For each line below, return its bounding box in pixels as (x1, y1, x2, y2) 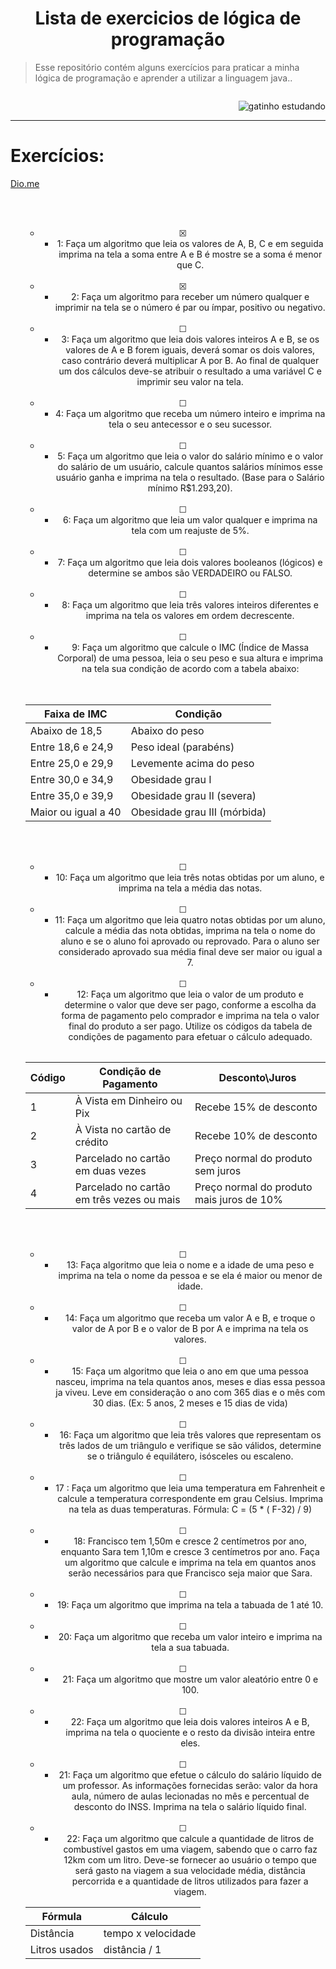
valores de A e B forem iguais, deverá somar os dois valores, (65, 343, 316, 356)
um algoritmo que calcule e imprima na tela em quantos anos (64, 1556, 317, 1568)
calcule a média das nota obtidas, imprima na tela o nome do (64, 924, 316, 936)
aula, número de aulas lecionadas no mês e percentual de (71, 1790, 310, 1802)
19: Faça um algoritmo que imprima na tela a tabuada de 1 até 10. (57, 1598, 324, 1611)
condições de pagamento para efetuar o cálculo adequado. (68, 1030, 313, 1042)
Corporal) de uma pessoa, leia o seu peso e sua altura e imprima (57, 652, 324, 664)
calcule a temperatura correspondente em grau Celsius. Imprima (57, 1492, 324, 1504)
